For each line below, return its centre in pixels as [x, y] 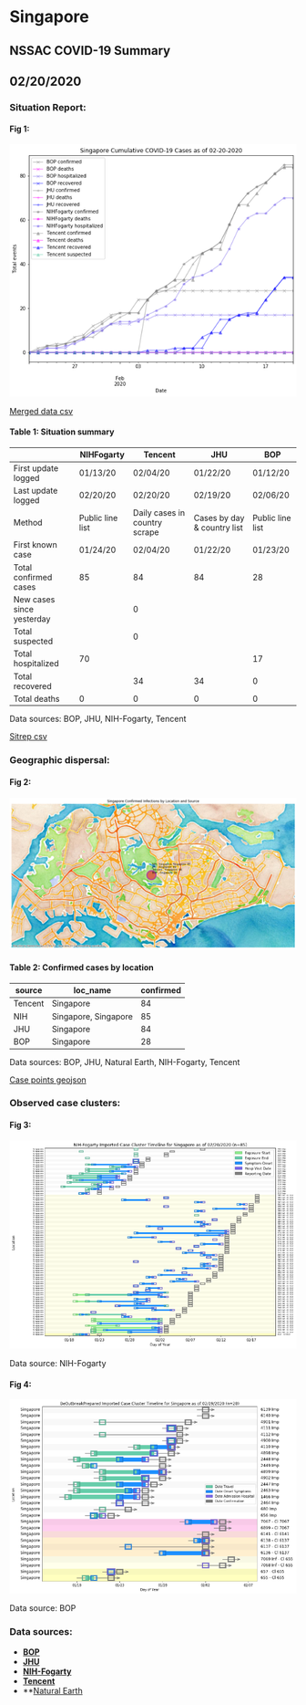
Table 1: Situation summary [62, 432]
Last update [36, 490]
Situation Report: [48, 107]
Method [28, 523]
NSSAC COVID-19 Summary [90, 51]
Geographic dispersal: [60, 760]
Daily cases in [159, 513]
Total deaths [36, 698]
